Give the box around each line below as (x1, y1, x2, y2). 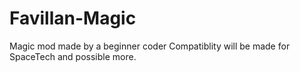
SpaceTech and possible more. (9, 50, 137, 62)
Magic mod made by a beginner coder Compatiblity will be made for (9, 40, 291, 52)
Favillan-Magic (9, 7, 137, 30)
